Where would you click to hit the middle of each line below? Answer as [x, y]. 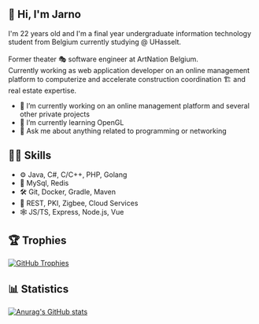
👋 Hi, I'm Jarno [44, 15]
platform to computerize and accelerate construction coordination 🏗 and [127, 79]
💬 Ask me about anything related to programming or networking [123, 131]
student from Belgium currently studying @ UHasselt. [95, 42]
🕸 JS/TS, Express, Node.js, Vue [72, 212]
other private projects [55, 114]
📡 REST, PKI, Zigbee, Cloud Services [79, 203]
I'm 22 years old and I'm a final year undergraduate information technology [130, 33]
